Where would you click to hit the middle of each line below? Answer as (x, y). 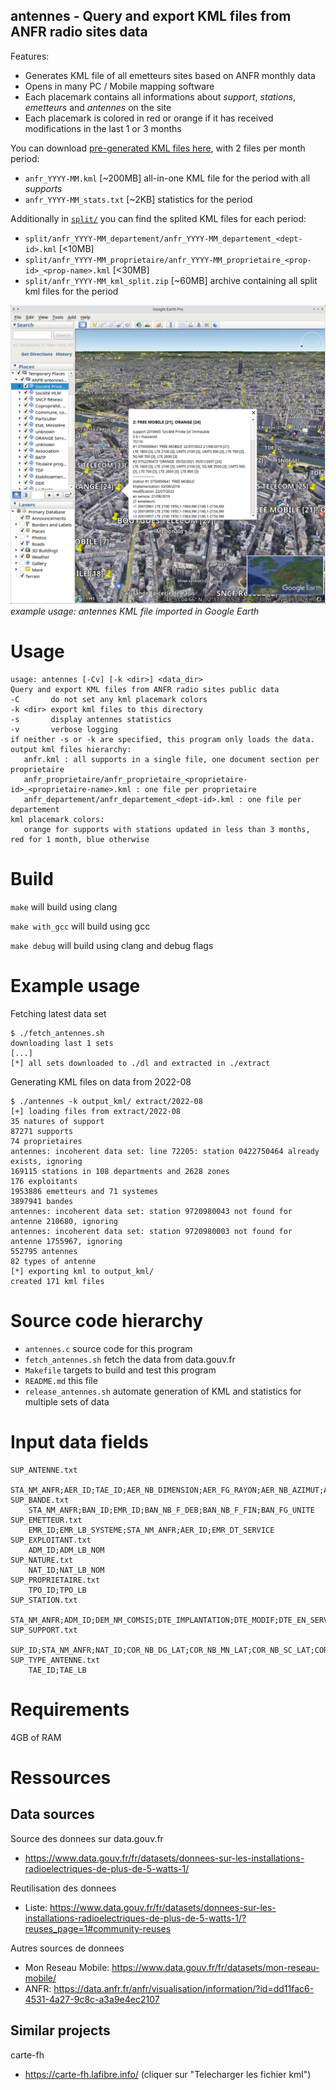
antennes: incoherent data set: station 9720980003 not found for (151, 1232)
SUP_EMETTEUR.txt (46, 1520)
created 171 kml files (57, 1282)
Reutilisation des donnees (63, 1888)
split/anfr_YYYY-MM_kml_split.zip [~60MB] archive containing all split (171, 280)
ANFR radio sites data (79, 32)
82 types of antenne (53, 1262)
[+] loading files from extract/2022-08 (96, 1112)
